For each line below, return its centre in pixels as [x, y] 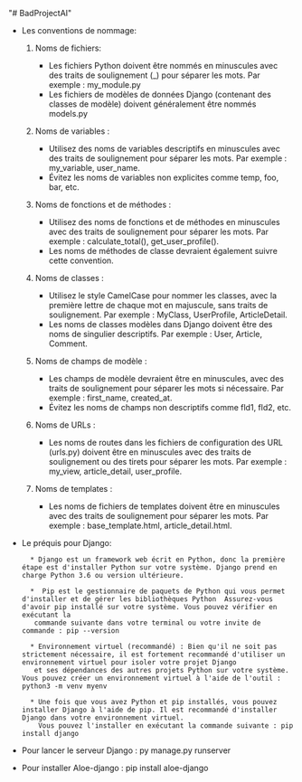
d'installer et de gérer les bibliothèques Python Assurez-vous [147, 599]
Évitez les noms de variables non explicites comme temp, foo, [164, 177]
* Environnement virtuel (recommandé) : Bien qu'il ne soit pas [154, 646]
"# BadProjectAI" [40, 13]
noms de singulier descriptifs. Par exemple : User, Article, [156, 334]
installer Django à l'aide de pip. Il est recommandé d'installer [149, 710]
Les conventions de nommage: [79, 30]
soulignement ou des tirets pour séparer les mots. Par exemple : [168, 462]
